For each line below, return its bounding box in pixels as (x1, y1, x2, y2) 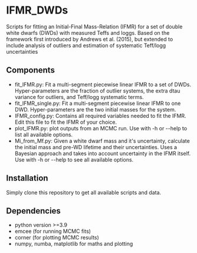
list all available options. (14, 131, 73, 138)
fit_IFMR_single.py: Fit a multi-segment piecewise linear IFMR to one (14, 100, 181, 107)
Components (6, 65, 55, 75)
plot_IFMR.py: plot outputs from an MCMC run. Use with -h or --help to (14, 124, 188, 132)
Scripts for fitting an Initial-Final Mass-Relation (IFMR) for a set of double (6, 23, 183, 30)
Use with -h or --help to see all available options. (14, 156, 134, 163)
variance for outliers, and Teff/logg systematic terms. (14, 93, 144, 100)
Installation (6, 173, 48, 183)
